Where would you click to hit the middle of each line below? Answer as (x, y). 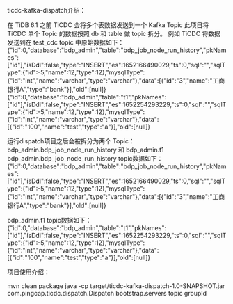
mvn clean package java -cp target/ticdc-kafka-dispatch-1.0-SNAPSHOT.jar (116, 286)
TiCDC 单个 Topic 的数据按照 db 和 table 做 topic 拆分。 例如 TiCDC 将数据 (114, 34)
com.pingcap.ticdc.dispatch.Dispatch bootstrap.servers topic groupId (107, 293)
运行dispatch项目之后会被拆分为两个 (59, 141)
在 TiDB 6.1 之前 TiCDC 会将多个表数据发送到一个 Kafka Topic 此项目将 (108, 25)
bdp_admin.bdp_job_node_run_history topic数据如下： (85, 158)
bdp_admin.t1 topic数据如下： (49, 220)
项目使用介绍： (29, 272)
